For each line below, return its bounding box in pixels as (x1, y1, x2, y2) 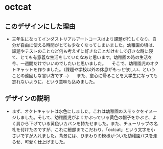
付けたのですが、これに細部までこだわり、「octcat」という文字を (20, 127, 151, 132)
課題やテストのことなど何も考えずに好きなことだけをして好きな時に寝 (11, 48, 153, 54)
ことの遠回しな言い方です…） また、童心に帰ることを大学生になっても (11, 73, 158, 78)
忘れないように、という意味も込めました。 (11, 79, 98, 85)
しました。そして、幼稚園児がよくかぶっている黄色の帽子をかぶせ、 (16, 114, 153, 120)
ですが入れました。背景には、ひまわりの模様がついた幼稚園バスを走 (20, 132, 158, 138)
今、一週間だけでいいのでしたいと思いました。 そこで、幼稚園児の (11, 61, 150, 66)
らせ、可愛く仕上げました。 (11, 139, 68, 145)
